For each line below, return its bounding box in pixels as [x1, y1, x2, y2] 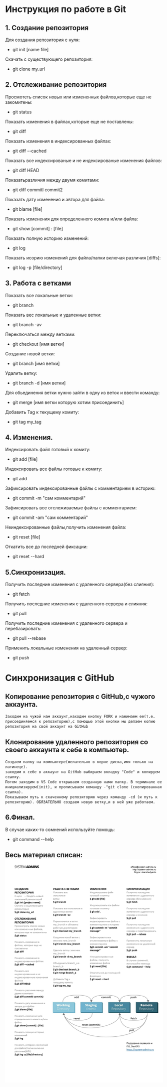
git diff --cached [12, 148, 46, 154]
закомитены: [5, 99, 32, 105]
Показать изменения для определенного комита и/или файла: [5, 216, 138, 222]
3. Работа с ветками [5, 279, 71, 288]
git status [12, 109, 32, 115]
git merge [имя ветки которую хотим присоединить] [12, 399, 124, 405]
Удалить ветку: [5, 370, 37, 376]
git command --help [12, 836, 54, 842]
